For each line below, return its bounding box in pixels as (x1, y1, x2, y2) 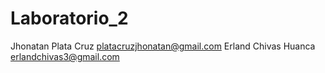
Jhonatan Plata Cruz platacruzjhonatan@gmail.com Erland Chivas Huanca (10, 40, 316, 52)
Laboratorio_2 (10, 7, 129, 30)
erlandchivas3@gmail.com (10, 50, 120, 62)
